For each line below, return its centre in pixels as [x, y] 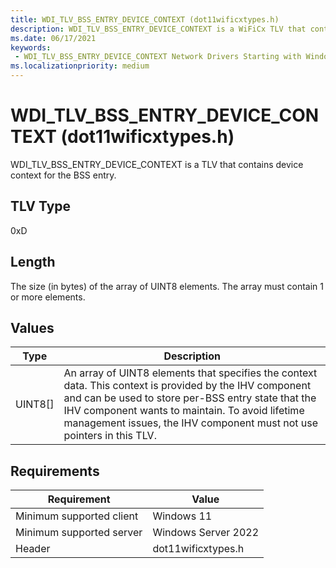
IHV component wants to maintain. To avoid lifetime [184, 411]
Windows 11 [182, 516]
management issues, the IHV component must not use [190, 423]
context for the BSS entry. [63, 175]
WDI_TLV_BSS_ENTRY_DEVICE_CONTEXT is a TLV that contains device [157, 164]
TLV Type [41, 206]
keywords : [31, 47]
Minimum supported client [77, 516]
